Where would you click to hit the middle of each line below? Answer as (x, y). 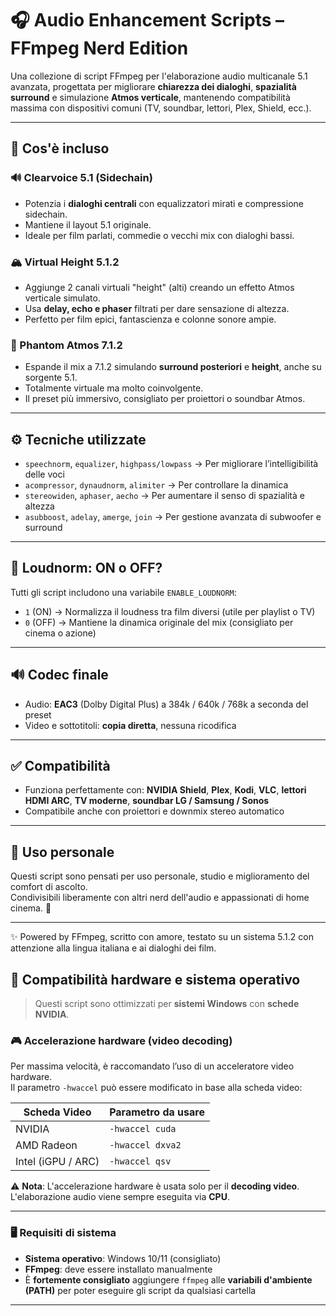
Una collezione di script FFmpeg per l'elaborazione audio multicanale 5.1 (159, 76)
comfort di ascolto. (49, 887)
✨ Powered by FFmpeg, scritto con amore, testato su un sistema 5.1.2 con (162, 937)
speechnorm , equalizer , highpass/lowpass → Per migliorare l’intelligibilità (171, 464)
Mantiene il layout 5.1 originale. (88, 224)
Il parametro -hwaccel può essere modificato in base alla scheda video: (156, 1088)
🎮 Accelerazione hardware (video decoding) (121, 1041)
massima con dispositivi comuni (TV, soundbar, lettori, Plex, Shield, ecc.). (161, 108)
